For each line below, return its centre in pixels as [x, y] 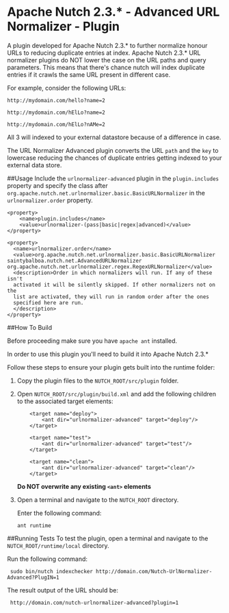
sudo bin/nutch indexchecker [52, 571]
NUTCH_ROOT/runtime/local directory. [58, 545]
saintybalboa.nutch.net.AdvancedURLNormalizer [75, 261]
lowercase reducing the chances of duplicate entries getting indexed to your [114, 158]
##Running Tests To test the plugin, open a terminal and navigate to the [108, 538]
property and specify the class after [57, 185]
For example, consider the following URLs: [67, 88]
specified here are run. [49, 302]
